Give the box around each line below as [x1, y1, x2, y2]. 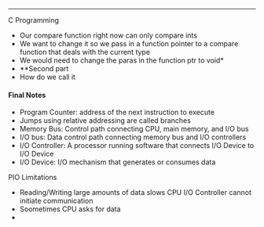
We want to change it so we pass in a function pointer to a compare [19, 39, 239, 48]
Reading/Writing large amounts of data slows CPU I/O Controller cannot [19, 188, 251, 197]
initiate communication [19, 196, 93, 206]
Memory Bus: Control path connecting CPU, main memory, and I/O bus [19, 124, 249, 134]
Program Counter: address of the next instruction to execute [19, 107, 214, 117]
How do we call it [19, 72, 76, 81]
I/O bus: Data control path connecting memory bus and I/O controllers [19, 132, 247, 142]
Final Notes [8, 90, 46, 99]
